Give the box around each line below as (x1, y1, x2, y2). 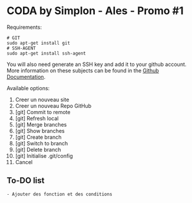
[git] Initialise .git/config (15, 152, 73, 159)
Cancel (15, 158, 33, 165)
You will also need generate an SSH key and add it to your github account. (6, 61, 187, 68)
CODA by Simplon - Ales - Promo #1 (6, 4, 184, 18)
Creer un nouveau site (15, 96, 69, 103)
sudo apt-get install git (6, 40, 70, 46)
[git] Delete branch (15, 146, 61, 153)
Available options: (6, 84, 50, 92)
